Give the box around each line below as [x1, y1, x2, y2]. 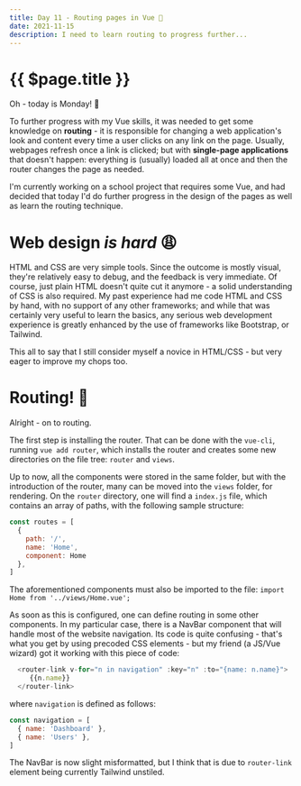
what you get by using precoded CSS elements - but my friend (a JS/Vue [9, 638, 281, 649]
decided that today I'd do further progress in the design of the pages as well [9, 191, 293, 202]
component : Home [25, 551, 87, 560]
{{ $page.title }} [9, 69, 131, 89]
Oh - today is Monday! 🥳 [9, 98, 100, 109]
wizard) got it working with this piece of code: [9, 648, 180, 659]
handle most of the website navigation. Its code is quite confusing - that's [9, 628, 283, 640]
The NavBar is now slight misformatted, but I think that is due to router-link [9, 757, 293, 768]
